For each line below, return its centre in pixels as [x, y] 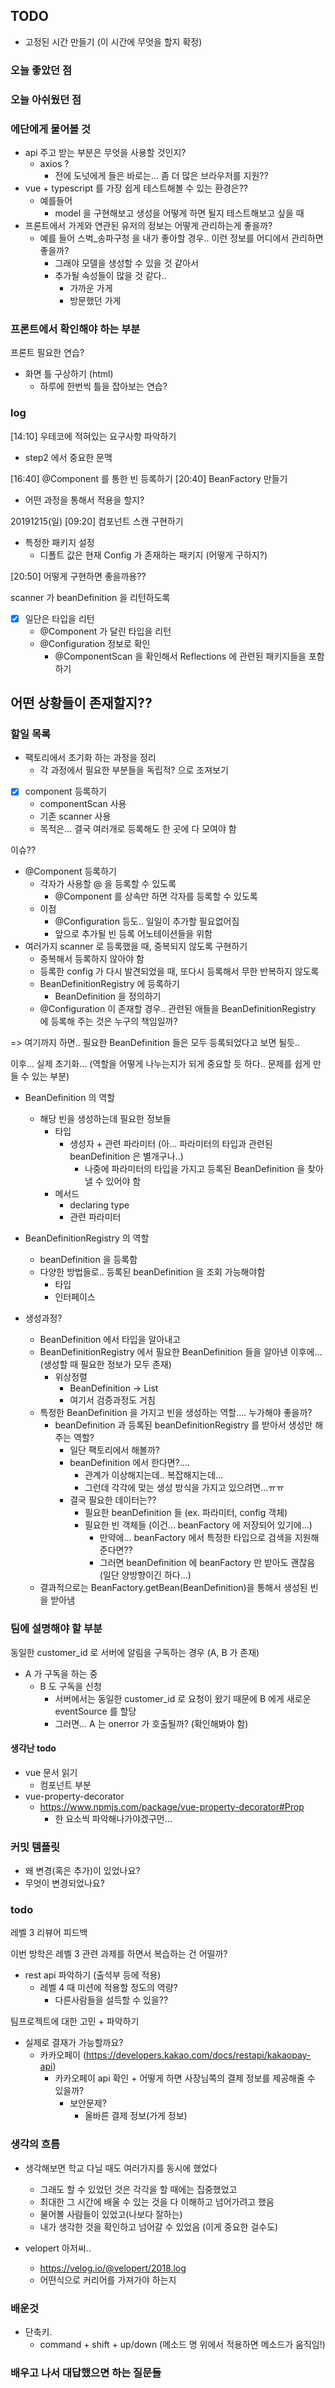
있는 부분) [50, 1076]
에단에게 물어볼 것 [51, 129]
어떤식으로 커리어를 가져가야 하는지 [108, 2280]
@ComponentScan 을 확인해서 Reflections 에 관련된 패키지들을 [180, 656]
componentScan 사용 [83, 804]
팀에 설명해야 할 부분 [56, 1629]
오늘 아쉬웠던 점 [46, 99]
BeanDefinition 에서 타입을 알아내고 [110, 1340]
